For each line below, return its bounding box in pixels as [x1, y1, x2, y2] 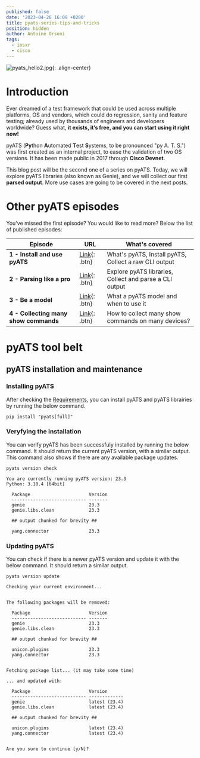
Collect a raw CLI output [107, 258, 174, 266]
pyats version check [6, 465, 58, 471]
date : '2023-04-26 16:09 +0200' [6, 14, 86, 20]
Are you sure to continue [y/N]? [6, 746, 89, 752]
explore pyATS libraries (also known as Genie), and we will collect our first [6, 172, 187, 179]
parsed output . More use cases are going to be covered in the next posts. [6, 179, 188, 186]
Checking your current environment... [6, 584, 102, 590]
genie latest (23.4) [11, 699, 124, 705]
